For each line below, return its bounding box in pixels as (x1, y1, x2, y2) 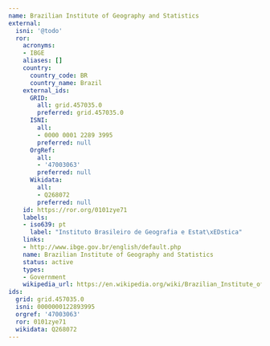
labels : (22, 214, 48, 222)
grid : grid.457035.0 (15, 295, 84, 303)
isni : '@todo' (15, 26, 63, 35)
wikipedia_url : (22, 280, 74, 289)
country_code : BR (29, 71, 88, 79)
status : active (22, 258, 74, 266)
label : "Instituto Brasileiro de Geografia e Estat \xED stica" (29, 228, 243, 237)
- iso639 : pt (22, 221, 67, 229)
